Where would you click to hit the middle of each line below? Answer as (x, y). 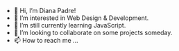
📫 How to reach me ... (46, 40)
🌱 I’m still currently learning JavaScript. (70, 25)
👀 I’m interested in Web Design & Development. (81, 18)
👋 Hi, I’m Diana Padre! (45, 11)
